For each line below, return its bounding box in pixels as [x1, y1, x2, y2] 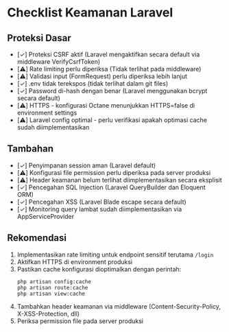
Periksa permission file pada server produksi [16, 317, 144, 325]
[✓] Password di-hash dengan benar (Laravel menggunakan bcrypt [16, 87, 208, 95]
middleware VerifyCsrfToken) [16, 58, 101, 66]
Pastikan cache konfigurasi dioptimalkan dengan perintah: [16, 265, 182, 273]
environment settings [16, 108, 77, 117]
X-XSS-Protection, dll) [16, 309, 80, 318]
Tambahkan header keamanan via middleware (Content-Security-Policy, [16, 302, 221, 310]
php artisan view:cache [16, 290, 86, 297]
